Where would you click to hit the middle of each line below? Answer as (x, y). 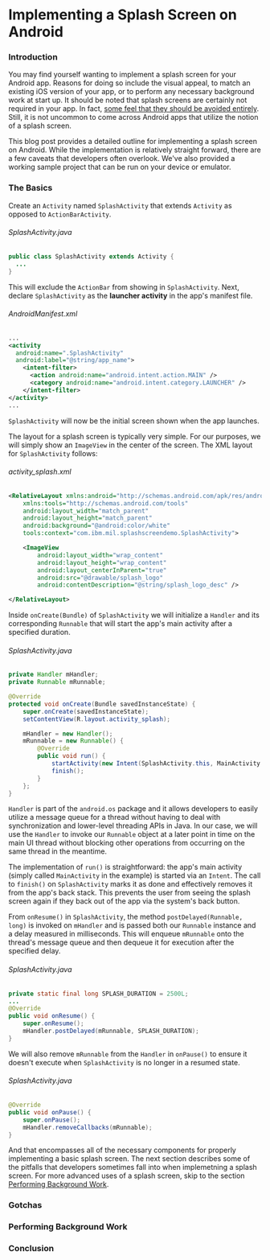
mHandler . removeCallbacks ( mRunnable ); (88, 1127)
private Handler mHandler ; (53, 675)
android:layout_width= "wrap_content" (100, 555)
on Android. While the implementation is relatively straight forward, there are (135, 150)
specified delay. (35, 951)
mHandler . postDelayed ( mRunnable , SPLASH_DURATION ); (111, 1031)
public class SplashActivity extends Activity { (91, 256)
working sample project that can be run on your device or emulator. (120, 167)
